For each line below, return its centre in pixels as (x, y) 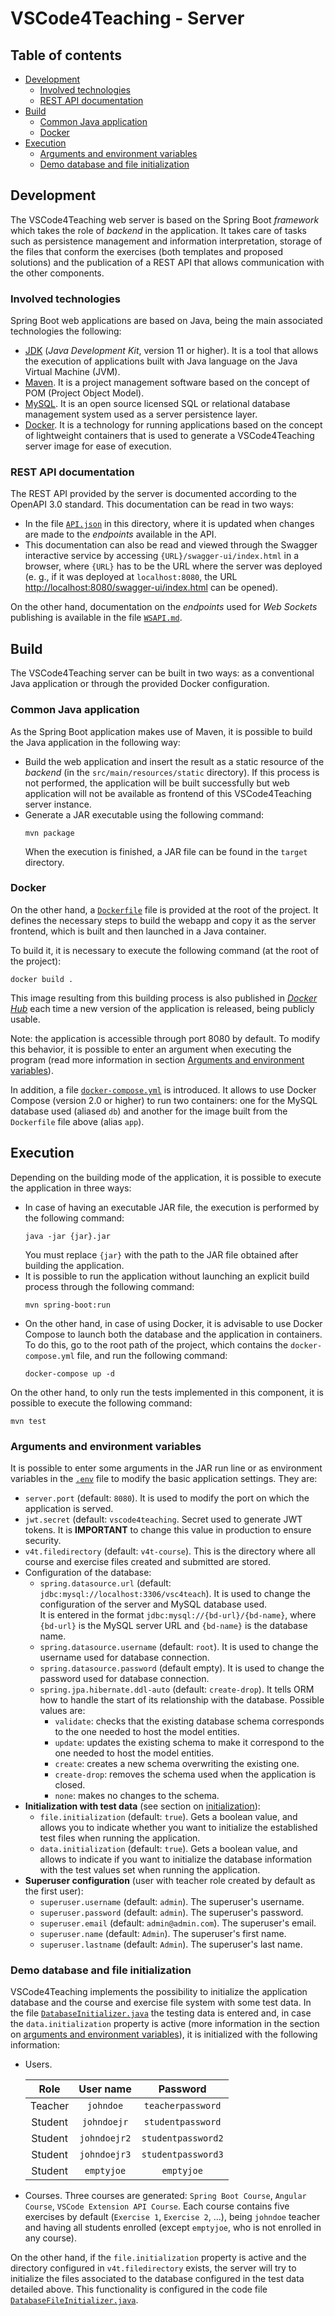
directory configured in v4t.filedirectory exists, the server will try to (153, 2268)
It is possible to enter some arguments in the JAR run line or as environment (166, 1468)
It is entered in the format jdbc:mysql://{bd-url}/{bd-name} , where (178, 1614)
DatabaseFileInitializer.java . (74, 2300)
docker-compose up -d (69, 1373)
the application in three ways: (71, 1188)
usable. (25, 1019)
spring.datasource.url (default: (105, 1583)
